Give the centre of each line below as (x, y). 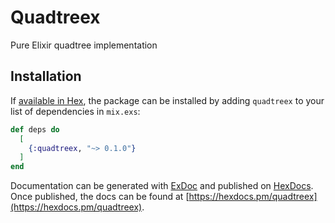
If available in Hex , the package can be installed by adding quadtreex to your (167, 100)
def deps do (35, 129)
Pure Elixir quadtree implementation (84, 45)
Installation (46, 76)
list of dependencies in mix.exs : (75, 111)
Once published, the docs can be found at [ (100, 197)
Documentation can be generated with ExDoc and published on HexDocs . (162, 186)
